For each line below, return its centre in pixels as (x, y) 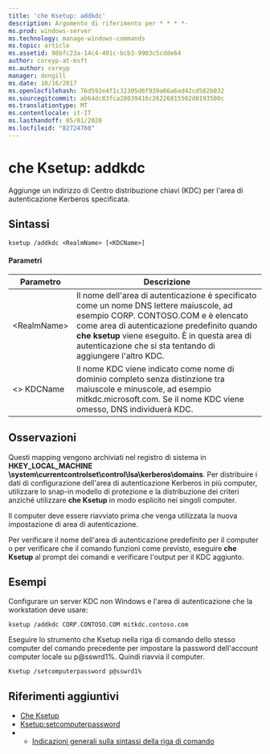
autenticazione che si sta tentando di (145, 346)
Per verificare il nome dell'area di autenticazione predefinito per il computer (133, 540)
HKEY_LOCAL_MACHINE (51, 466)
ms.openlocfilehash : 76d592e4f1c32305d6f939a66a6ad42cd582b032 (117, 91)
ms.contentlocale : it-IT (50, 114)
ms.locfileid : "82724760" (51, 128)
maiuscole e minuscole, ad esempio (143, 389)
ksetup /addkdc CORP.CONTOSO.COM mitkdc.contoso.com (98, 625)
